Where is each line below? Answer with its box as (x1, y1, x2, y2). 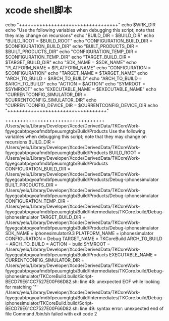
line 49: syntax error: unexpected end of (80, 305, 164, 311)
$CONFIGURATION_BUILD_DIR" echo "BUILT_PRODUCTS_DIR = (5, 43, 139, 49)
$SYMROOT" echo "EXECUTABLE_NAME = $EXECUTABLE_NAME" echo (5, 86, 156, 92)
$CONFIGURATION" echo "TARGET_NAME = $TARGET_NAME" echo (5, 70, 148, 76)
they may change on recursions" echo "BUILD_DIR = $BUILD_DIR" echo (5, 32, 154, 38)
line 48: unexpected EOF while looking (80, 279, 160, 285)
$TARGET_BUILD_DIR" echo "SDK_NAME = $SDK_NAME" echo (5, 59, 137, 65)
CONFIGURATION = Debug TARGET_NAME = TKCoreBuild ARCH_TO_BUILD (5, 236, 162, 242)
